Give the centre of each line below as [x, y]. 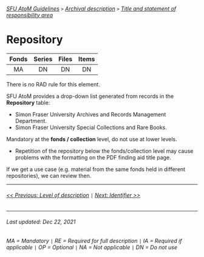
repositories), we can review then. [49, 175]
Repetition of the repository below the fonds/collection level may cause [104, 151]
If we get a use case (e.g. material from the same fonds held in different [96, 169]
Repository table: [28, 102]
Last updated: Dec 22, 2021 [41, 222]
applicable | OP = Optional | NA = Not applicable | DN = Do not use [92, 247]
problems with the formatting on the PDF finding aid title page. [93, 157]
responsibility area [30, 15]
